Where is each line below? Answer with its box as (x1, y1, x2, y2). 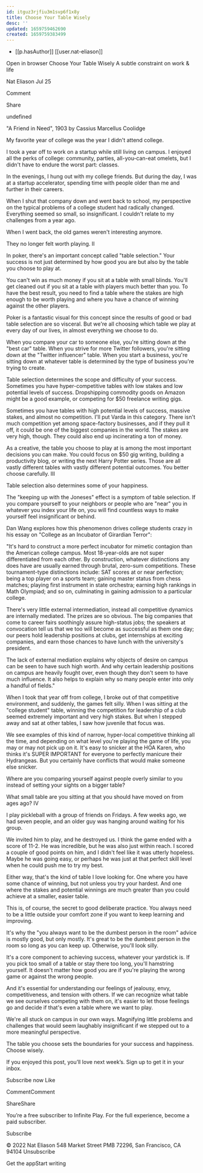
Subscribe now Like (6, 1077, 56, 1084)
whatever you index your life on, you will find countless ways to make (6, 507, 179, 514)
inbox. (6, 1065, 22, 1072)
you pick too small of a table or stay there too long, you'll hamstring (6, 960, 174, 967)
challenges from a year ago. (6, 217, 76, 224)
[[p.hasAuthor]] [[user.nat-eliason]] (14, 48, 103, 55)
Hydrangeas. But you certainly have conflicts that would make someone (6, 757, 185, 764)
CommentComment (6, 1088, 56, 1096)
